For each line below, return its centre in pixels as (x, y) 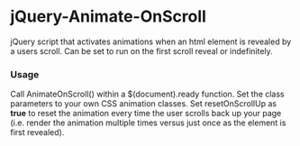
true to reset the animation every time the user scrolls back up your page (146, 114)
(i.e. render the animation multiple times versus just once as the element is (148, 123)
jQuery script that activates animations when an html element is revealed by (151, 41)
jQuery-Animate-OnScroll (108, 17)
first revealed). (37, 132)
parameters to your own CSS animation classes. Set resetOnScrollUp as (144, 104)
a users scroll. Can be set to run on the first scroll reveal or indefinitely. (141, 50)
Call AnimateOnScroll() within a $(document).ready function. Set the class (147, 94)
